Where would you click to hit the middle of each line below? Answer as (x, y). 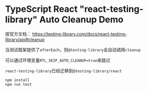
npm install (17, 80)
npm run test (18, 84)
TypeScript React (41, 9)
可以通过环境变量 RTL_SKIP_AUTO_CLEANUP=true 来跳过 (58, 60)
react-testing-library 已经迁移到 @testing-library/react (63, 71)
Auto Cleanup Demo (81, 20)
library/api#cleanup (25, 39)
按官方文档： (18, 34)
